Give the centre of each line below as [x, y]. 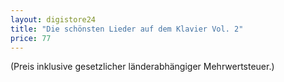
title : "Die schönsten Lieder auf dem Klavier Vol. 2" [127, 29]
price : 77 [31, 38]
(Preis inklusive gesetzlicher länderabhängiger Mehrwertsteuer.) [142, 67]
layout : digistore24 [53, 19]
